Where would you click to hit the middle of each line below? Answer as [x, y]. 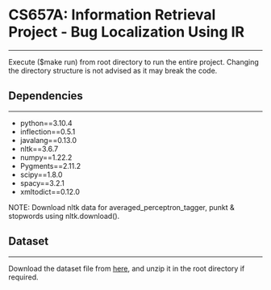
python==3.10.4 [46, 123]
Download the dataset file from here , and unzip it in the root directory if [127, 268]
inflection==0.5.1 [48, 132]
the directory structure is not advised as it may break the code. [113, 70]
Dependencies [46, 96]
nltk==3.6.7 [39, 149]
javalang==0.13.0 [48, 140]
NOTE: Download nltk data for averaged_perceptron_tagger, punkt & [122, 207]
